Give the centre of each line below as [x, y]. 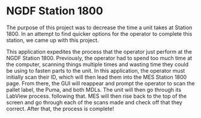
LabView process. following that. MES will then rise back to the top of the [97, 96]
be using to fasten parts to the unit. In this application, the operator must [96, 70]
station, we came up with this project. [52, 40]
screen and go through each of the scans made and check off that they [94, 102]
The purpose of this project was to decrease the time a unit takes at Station [99, 27]
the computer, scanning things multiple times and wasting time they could [97, 64]
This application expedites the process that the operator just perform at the [99, 51]
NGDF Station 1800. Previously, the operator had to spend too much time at [99, 58]
